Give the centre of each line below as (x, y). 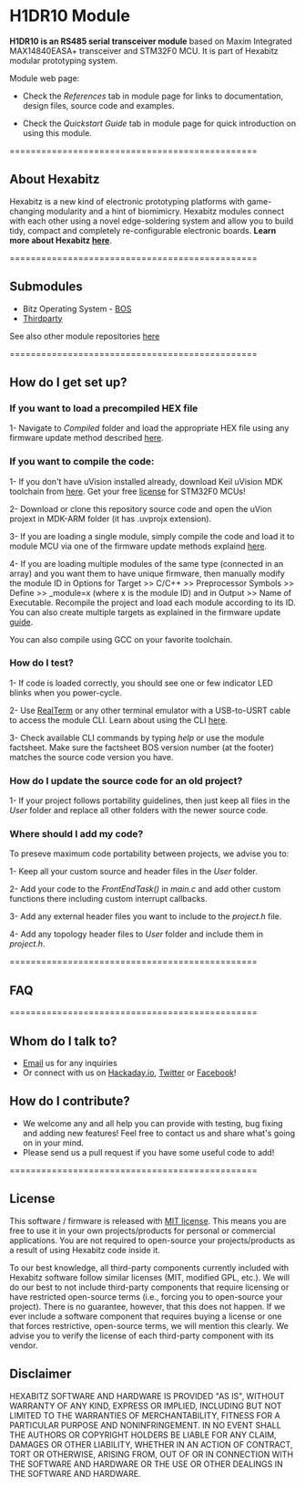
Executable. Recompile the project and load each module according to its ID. (152, 602)
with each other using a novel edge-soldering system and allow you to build (152, 221)
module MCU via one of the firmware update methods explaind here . (138, 546)
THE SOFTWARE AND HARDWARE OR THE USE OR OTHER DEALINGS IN (147, 1464)
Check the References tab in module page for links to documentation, (153, 96)
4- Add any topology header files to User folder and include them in (137, 934)
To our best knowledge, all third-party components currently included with (149, 1267)
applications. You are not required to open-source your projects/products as (152, 1240)
